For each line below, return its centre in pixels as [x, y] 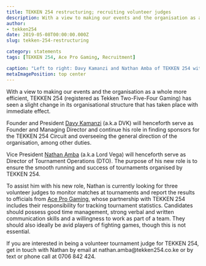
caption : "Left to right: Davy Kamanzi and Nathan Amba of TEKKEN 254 [98, 68]
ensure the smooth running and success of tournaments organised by [94, 167]
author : [16, 23]
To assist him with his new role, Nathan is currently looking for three [92, 186]
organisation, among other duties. [49, 142]
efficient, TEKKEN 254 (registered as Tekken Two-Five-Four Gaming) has [99, 98]
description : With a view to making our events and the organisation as [101, 18]
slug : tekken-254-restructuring [48, 40]
